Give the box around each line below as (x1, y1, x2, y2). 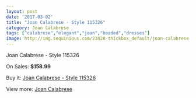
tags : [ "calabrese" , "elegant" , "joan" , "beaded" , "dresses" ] (6, 30, 150, 36)
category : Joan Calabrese (6, 24, 69, 31)
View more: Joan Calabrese (6, 86, 73, 92)
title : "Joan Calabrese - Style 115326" (6, 19, 106, 25)
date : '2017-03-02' (6, 14, 54, 20)
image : (6, 36, 22, 41)
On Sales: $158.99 (6, 63, 51, 70)
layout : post (6, 8, 38, 15)
